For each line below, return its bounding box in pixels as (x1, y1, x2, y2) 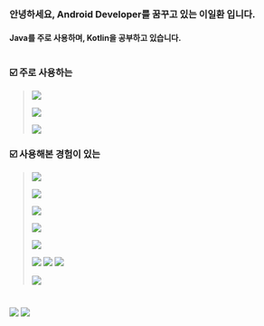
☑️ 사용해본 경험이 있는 (9, 148, 101, 160)
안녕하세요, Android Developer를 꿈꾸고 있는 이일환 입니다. (9, 7, 256, 20)
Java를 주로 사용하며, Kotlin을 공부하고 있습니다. (9, 32, 182, 43)
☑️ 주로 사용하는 (9, 66, 73, 79)
